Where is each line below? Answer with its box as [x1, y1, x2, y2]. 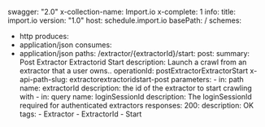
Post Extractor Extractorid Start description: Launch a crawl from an [19, 57, 247, 67]
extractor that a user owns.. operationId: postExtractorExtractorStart [19, 66, 249, 76]
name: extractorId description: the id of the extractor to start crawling [19, 83, 253, 93]
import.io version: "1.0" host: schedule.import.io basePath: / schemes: [7, 15, 241, 25]
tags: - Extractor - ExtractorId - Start [19, 109, 142, 119]
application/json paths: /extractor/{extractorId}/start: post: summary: [19, 49, 250, 58]
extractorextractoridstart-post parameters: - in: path [69, 75, 245, 84]
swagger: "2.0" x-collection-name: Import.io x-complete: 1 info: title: [7, 7, 237, 16]
